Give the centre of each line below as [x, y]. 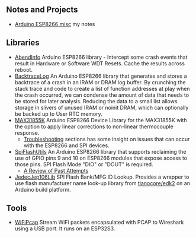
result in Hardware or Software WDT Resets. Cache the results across [100, 63]
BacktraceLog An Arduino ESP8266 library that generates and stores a [101, 76]
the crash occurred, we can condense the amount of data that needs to [102, 95]
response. [27, 132]
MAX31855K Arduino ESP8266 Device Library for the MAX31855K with [101, 120]
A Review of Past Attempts [56, 170]
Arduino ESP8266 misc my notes [55, 24]
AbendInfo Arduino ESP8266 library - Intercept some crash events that [101, 57]
